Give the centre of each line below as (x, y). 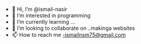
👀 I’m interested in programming (51, 15)
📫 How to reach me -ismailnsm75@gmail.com (69, 35)
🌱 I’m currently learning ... (43, 22)
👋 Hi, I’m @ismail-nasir (39, 9)
